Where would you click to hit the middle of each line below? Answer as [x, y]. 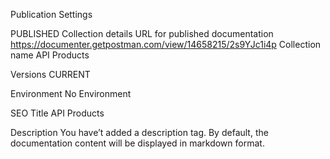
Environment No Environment [71, 93]
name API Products [50, 55]
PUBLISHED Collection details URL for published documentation [142, 33]
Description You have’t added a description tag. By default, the [139, 132]
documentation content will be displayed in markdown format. [137, 143]
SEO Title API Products [57, 113]
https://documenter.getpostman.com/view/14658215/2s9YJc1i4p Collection [166, 44]
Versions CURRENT [50, 74]
